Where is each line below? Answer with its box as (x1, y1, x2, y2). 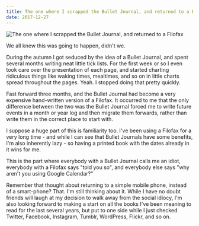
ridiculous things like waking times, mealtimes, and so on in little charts (6, 72, 179, 79)
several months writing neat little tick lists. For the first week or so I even (6, 60, 182, 67)
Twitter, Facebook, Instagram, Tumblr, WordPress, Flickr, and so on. (6, 213, 171, 220)
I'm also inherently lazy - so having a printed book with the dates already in (6, 139, 190, 147)
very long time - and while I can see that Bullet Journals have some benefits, (6, 133, 193, 140)
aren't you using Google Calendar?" (6, 170, 94, 177)
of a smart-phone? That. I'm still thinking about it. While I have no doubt (6, 187, 181, 195)
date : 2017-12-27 (6, 14, 49, 20)
